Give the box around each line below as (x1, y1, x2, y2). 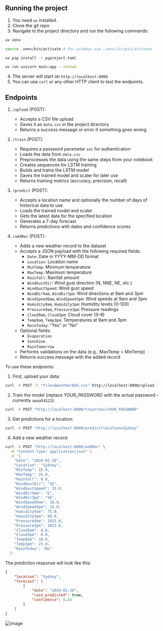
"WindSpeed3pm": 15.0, (14, 504, 61, 510)
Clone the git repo (12, 22, 50, 28)
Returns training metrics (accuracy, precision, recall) (19, 178, 128, 184)
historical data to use (19, 202, 63, 208)
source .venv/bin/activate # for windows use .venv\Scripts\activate (5, 46, 153, 51)
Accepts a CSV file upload (19, 116, 74, 122)
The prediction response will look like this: (5, 560, 91, 566)
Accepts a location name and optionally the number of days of (19, 197, 148, 203)
